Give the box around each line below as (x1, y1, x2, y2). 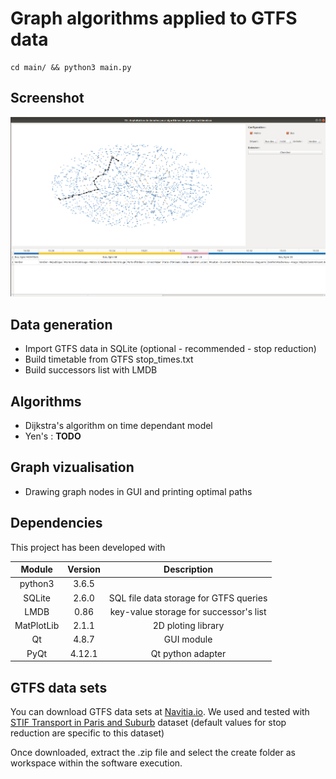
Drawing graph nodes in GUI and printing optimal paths (24, 485, 253, 497)
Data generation (10, 316, 113, 333)
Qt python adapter (150, 647, 227, 659)
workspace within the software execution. (10, 757, 183, 769)
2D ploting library (152, 620, 225, 632)
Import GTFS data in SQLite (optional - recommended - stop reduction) (24, 343, 317, 355)
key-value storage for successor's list (109, 605, 267, 617)
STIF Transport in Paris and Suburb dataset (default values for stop (10, 717, 287, 729)
